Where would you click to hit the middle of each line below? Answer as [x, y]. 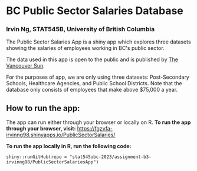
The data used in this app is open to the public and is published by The [92, 59]
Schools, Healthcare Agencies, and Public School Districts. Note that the [94, 83]
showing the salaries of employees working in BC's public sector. [85, 48]
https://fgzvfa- [95, 129]
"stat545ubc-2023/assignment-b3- [110, 157]
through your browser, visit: [41, 129]
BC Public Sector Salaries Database [95, 11]
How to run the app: [43, 108]
